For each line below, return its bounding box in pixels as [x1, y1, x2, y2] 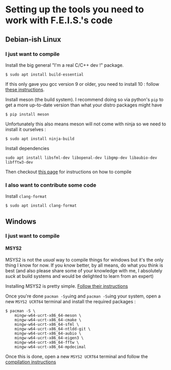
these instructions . [5, 86, 45, 92]
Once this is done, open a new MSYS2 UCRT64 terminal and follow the [5, 353, 148, 359]
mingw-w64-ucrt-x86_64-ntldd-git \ [14, 326, 91, 331]
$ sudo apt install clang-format [5, 203, 77, 209]
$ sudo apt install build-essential [5, 72, 84, 77]
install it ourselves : [5, 126, 46, 132]
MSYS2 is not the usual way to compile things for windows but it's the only [5, 256, 164, 263]
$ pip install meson [5, 112, 50, 117]
